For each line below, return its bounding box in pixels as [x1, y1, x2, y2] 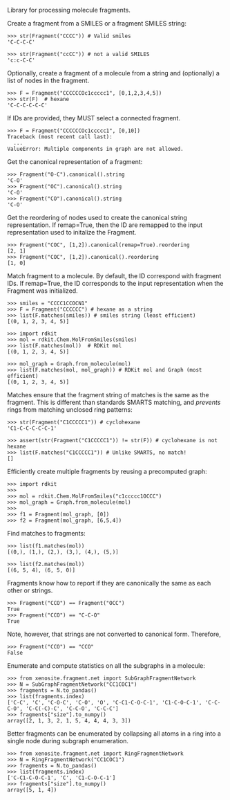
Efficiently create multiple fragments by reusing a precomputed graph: [7, 467, 207, 475]
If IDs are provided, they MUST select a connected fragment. [7, 114, 181, 122]
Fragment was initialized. [7, 287, 78, 295]
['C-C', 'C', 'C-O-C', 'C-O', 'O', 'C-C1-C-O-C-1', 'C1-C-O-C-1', [7, 699, 202, 706]
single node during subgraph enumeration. [7, 737, 129, 745]
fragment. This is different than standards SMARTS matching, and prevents [7, 398, 221, 406]
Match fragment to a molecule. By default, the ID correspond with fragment [7, 272, 222, 280]
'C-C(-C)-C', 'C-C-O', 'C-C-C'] [25, 705, 119, 712]
